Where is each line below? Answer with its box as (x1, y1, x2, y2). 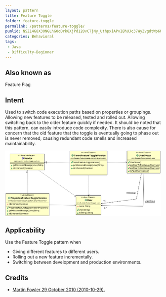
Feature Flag (5, 82, 31, 87)
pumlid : (5, 29, 21, 34)
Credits (5, 273, 29, 282)
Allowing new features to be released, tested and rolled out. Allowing (5, 114, 145, 121)
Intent (5, 96, 24, 104)
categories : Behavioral (5, 34, 54, 39)
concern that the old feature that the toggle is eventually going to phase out (5, 130, 159, 136)
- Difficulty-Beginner (7, 49, 54, 54)
